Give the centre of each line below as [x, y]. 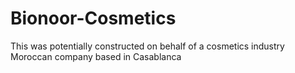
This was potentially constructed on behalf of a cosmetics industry [147, 46]
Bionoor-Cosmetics [93, 18]
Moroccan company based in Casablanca [96, 56]
